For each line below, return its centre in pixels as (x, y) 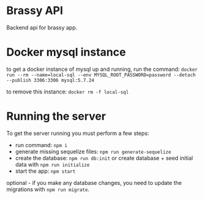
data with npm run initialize (52, 164)
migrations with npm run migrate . (48, 189)
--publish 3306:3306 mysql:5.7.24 (51, 80)
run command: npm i (41, 145)
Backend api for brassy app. (42, 27)
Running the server (56, 116)
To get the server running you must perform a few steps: (78, 133)
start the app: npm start (45, 171)
